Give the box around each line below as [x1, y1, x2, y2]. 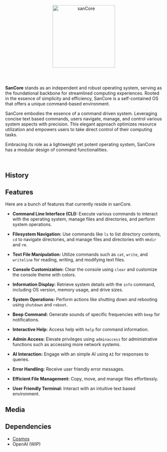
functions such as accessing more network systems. [12, 341, 121, 347]
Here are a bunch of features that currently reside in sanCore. [5, 201, 132, 207]
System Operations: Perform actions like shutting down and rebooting [12, 296, 158, 302]
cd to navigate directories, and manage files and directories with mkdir [12, 236, 157, 242]
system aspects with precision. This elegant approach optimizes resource [5, 121, 157, 127]
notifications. [12, 317, 40, 323]
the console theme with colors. [12, 272, 76, 278]
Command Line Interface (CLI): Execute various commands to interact [12, 211, 158, 217]
